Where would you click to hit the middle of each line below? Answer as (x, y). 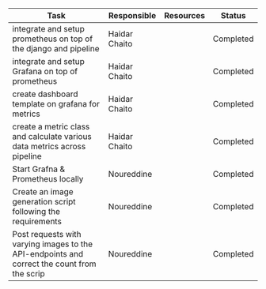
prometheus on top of (53, 39)
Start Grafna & (39, 169)
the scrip (28, 274)
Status (233, 15)
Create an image (43, 191)
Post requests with (47, 234)
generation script (44, 202)
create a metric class (51, 127)
